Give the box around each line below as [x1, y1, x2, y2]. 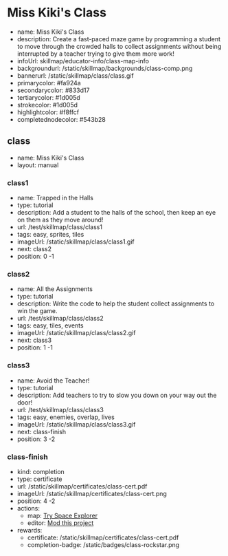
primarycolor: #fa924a [16, 78, 81, 87]
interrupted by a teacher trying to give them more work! [16, 50, 175, 58]
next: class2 [16, 245, 52, 253]
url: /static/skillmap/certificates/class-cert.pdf [16, 482, 148, 490]
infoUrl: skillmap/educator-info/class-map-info [16, 56, 150, 65]
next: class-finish [16, 427, 67, 436]
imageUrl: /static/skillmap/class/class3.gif [16, 420, 136, 428]
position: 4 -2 [16, 497, 56, 505]
